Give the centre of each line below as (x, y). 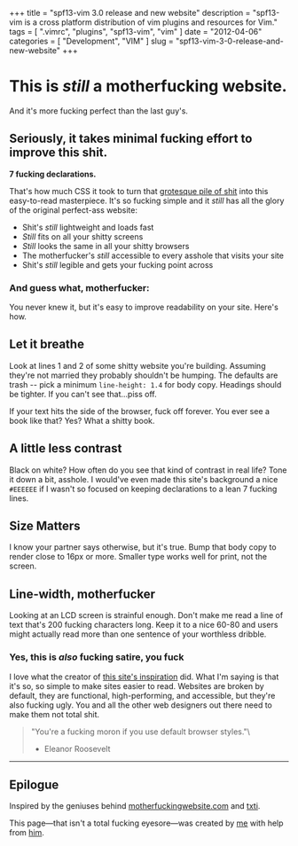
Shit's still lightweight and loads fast (88, 227)
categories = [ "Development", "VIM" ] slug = (92, 41)
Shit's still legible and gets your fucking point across (118, 264)
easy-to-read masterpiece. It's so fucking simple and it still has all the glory (147, 200)
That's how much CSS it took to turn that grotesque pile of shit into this (139, 191)
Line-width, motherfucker (82, 594)
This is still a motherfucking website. (148, 86)
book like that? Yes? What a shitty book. (82, 420)
